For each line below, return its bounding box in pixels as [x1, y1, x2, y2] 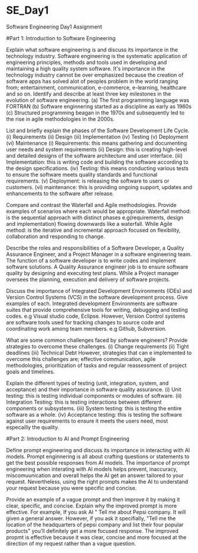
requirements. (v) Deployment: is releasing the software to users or [6, 177, 170, 184]
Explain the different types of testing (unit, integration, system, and [6, 379, 169, 386]
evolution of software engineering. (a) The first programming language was [6, 96, 190, 104]
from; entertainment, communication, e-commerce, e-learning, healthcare [6, 84, 187, 91]
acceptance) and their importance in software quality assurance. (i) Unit [6, 386, 181, 393]
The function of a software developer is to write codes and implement [6, 257, 176, 264]
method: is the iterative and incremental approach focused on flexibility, [6, 226, 181, 234]
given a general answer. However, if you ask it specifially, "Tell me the [6, 514, 176, 522]
